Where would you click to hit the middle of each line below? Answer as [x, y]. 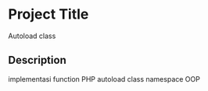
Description [37, 60]
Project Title [48, 14]
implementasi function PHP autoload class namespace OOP [104, 79]
